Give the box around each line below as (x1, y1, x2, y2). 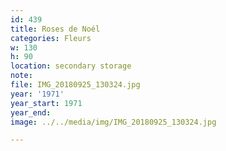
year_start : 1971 (10, 98, 83, 108)
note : (10, 71, 33, 81)
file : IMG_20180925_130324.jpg (10, 80, 141, 90)
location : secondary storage (10, 61, 132, 71)
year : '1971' (10, 89, 65, 99)
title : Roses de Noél (10, 24, 101, 34)
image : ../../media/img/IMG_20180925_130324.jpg (10, 117, 217, 127)
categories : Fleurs (10, 33, 92, 43)
